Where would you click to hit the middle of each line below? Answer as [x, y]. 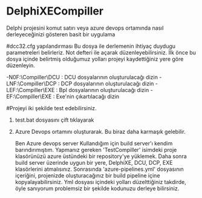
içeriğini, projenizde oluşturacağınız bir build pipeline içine [87, 175]
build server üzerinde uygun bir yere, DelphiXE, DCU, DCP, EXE [94, 162]
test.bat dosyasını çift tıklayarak [54, 120]
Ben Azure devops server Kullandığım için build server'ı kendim [94, 143]
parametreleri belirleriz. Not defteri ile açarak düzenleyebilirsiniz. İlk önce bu [101, 52]
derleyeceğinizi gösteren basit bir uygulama [61, 34]
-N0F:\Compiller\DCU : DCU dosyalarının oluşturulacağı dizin [82, 77]
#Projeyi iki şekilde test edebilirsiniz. [51, 108]
